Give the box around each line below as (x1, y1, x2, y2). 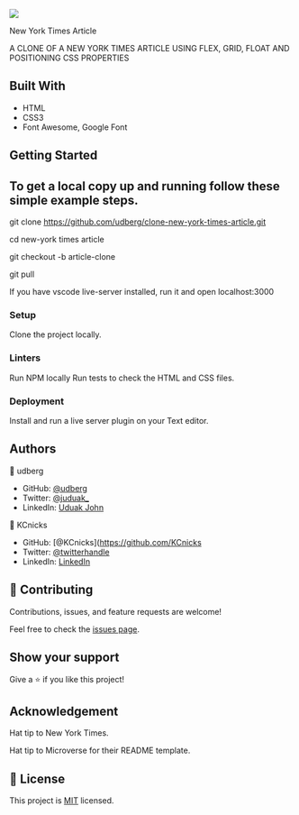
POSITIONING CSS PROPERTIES (9, 52, 130, 63)
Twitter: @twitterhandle (22, 546, 110, 557)
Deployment (9, 395, 65, 407)
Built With (9, 78, 66, 94)
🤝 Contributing (9, 582, 94, 598)
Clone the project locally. (9, 329, 102, 340)
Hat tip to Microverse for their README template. (9, 745, 191, 756)
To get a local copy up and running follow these (9, 179, 281, 194)
